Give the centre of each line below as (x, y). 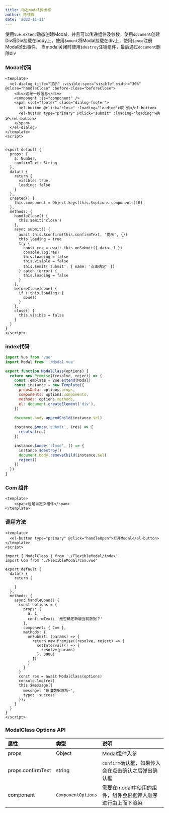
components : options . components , (54, 395)
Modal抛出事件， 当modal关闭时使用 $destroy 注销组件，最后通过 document (81, 47)
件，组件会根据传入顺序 (130, 795)
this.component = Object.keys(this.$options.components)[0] (78, 203)
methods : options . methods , (47, 399)
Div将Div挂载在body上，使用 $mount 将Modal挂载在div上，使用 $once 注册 (79, 40)
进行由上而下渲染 (122, 803)
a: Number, (26, 158)
